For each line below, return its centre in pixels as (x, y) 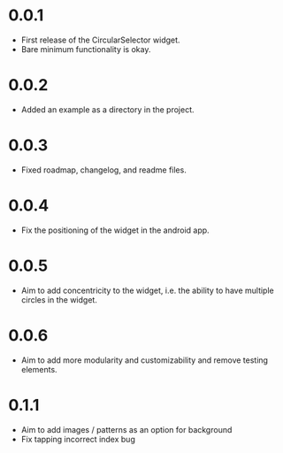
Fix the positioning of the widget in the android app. (115, 230)
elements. (39, 369)
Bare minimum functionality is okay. (86, 49)
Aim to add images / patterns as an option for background (126, 429)
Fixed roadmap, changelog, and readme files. (103, 170)
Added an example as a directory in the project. (108, 109)
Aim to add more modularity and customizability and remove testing (145, 360)
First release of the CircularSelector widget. (100, 40)
